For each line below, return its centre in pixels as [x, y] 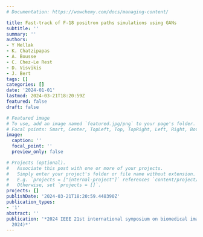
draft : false [23, 107]
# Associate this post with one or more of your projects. [85, 168]
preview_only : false [37, 152]
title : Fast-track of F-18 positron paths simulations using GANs [92, 23]
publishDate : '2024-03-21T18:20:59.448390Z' [63, 196]
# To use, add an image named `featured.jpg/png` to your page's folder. [101, 124]
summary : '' [21, 34]
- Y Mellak [20, 45]
